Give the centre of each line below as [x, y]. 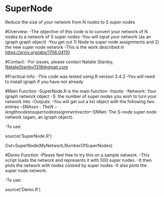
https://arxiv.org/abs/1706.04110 [37, 52]
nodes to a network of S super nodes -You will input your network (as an [78, 37]
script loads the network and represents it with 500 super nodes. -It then [79, 160]
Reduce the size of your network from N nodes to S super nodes [70, 22]
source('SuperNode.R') [29, 136]
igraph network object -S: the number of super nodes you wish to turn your [81, 96]
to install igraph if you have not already [44, 82]
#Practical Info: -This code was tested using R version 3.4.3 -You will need [80, 76]
